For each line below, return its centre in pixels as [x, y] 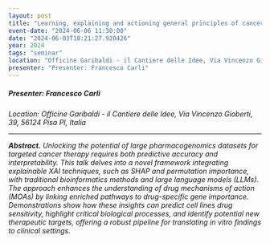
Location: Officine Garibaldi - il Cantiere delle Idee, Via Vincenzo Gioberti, [131, 114]
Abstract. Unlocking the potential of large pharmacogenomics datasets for [133, 145]
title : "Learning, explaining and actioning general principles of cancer [136, 23]
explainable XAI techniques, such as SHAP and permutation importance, [129, 171]
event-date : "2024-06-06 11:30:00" [68, 30]
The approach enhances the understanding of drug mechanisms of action [131, 188]
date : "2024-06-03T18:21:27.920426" [70, 38]
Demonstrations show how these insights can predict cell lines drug [121, 205]
